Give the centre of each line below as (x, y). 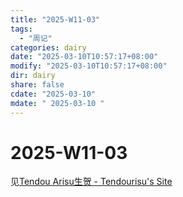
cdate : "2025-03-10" (53, 94)
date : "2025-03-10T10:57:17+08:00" (84, 57)
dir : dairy (33, 76)
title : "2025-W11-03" (55, 19)
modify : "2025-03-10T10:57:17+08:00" (89, 66)
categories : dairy (48, 47)
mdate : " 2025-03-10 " (57, 103)
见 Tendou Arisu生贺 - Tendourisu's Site (91, 182)
